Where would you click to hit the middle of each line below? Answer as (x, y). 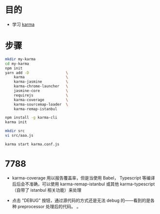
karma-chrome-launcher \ (41, 86)
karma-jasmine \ (41, 82)
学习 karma (23, 24)
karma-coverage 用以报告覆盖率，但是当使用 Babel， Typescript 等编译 (83, 178)
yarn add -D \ (37, 73)
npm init (14, 68)
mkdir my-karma (20, 59)
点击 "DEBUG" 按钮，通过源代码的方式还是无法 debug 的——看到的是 (81, 200)
